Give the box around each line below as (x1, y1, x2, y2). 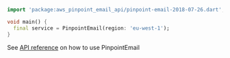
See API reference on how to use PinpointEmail (7, 43, 140, 51)
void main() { (7, 18, 48, 25)
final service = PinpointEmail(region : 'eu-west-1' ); (13, 24, 170, 32)
